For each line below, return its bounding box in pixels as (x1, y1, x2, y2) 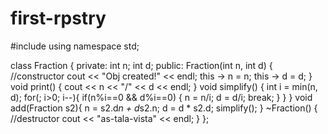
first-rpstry (10, 7, 107, 30)
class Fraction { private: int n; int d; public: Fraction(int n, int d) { (10, 59, 273, 71)
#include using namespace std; (10, 40, 140, 52)
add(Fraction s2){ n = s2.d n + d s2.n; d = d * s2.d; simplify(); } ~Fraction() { (10, 102, 318, 114)
